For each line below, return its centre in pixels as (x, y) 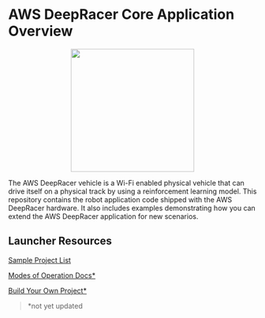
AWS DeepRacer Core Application (121, 15)
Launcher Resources (60, 241)
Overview (41, 31)
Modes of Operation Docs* (52, 275)
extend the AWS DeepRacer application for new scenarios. (103, 216)
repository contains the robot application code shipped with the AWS (120, 199)
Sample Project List (39, 260)
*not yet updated (55, 305)
